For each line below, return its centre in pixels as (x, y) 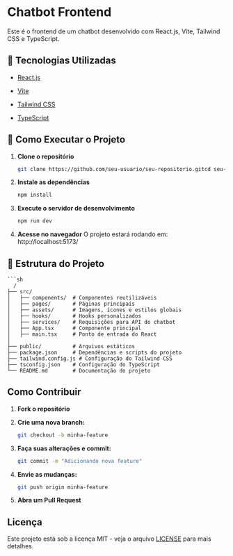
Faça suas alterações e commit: (64, 448)
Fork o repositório (43, 409)
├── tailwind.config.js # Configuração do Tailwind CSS (90, 359)
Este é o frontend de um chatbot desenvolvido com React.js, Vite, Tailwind (114, 31)
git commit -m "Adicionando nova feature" (80, 461)
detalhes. (21, 546)
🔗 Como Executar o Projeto (66, 140)
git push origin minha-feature (63, 487)
